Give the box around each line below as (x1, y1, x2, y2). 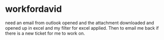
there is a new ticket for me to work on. (5, 30, 85, 36)
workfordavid (5, 3, 62, 15)
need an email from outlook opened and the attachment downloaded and (5, 20, 155, 26)
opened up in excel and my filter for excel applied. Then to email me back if (5, 25, 159, 31)
